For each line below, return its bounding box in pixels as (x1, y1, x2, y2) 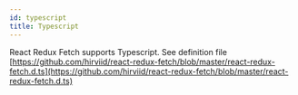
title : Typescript (9, 22, 79, 31)
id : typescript (9, 13, 67, 23)
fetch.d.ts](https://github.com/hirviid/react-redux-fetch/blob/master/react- (9, 65, 289, 77)
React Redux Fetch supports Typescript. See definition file (9, 46, 227, 57)
